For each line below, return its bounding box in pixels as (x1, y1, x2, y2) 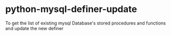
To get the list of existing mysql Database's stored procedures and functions (5, 20, 166, 26)
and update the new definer (5, 25, 64, 31)
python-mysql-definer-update (5, 3, 137, 15)
